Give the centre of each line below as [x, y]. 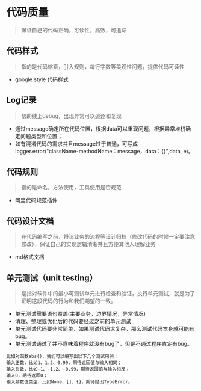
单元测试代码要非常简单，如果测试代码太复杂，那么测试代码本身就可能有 [104, 329]
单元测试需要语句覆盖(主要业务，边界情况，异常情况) [80, 314]
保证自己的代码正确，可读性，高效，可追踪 [74, 30]
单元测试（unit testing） [52, 278]
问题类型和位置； [42, 136]
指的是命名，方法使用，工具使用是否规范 [71, 188]
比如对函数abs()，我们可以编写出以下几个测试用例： [62, 356]
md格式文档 [29, 257]
